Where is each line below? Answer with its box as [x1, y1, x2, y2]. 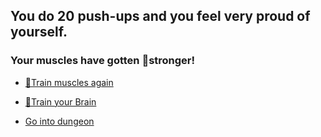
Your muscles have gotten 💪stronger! [10, 54, 196, 68]
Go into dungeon [24, 115, 95, 127]
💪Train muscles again [24, 76, 114, 88]
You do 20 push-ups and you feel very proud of [10, 8, 311, 25]
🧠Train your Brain [24, 95, 97, 108]
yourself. [10, 24, 68, 41]
